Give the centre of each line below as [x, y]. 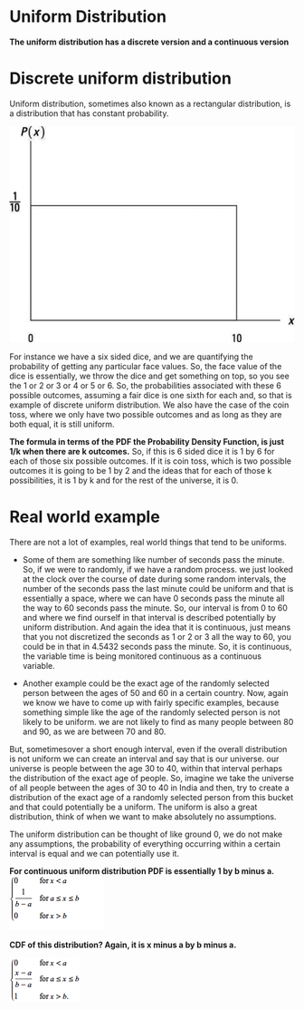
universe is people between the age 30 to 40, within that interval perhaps [146, 768]
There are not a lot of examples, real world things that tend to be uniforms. [148, 542]
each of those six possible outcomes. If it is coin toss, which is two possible [151, 461]
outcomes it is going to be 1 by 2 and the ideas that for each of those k [141, 470]
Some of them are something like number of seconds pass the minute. [153, 559]
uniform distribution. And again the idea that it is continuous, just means [157, 627]
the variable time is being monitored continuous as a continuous [142, 656]
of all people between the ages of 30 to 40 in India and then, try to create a [149, 788]
